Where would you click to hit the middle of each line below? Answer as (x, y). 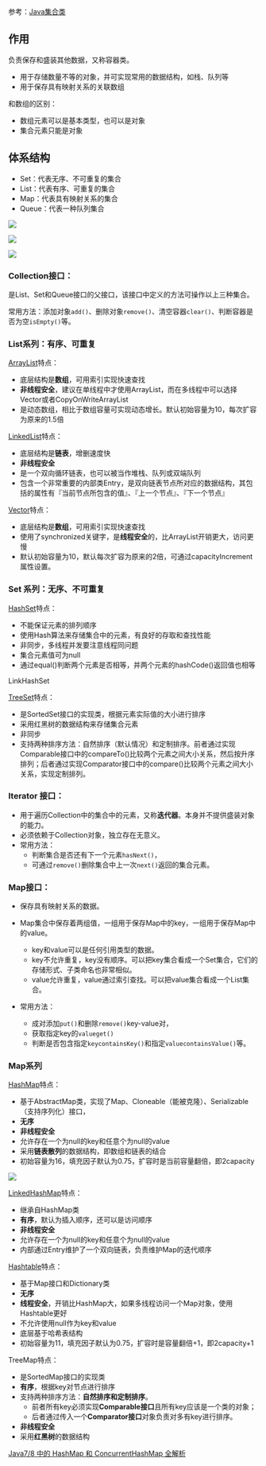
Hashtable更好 (43, 1313)
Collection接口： (41, 275)
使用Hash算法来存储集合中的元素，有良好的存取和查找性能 (115, 635)
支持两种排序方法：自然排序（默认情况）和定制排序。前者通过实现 (127, 744)
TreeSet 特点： (32, 697)
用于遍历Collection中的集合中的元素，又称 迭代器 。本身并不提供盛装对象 (137, 815)
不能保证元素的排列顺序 (58, 625)
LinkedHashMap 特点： (45, 1193)
